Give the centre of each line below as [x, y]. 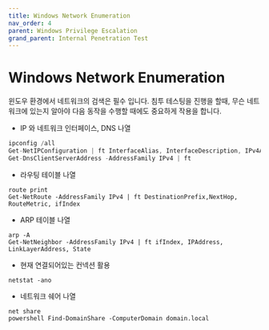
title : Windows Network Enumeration [69, 16]
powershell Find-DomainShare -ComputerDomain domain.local [109, 318]
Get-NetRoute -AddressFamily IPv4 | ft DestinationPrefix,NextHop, [123, 197]
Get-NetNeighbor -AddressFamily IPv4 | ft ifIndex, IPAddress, [116, 242]
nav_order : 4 [30, 23]
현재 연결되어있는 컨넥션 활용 [65, 265]
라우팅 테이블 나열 [48, 174]
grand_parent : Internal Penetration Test [78, 38]
